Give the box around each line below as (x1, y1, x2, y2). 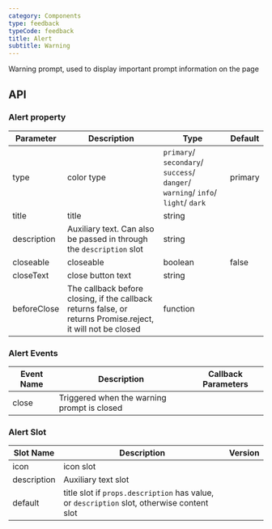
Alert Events (8, 347, 58, 358)
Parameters (202, 379, 249, 390)
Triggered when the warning (58, 392, 168, 404)
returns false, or (67, 303, 128, 314)
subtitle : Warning (8, 42, 70, 50)
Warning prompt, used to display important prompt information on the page (8, 64, 259, 74)
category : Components (8, 11, 82, 20)
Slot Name (13, 447, 55, 459)
